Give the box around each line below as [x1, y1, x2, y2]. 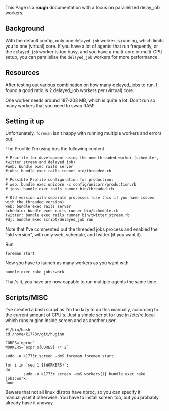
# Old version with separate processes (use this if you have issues [5, 195, 155, 200]
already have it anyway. [5, 400, 54, 406]
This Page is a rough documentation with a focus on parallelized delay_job [5, 5, 160, 10]
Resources [5, 68, 40, 77]
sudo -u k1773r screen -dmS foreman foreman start [5, 354, 114, 359]
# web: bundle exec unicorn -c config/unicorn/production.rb [5, 182, 137, 187]
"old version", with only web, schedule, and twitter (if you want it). [5, 232, 142, 238]
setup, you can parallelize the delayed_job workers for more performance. [5, 54, 159, 60]
